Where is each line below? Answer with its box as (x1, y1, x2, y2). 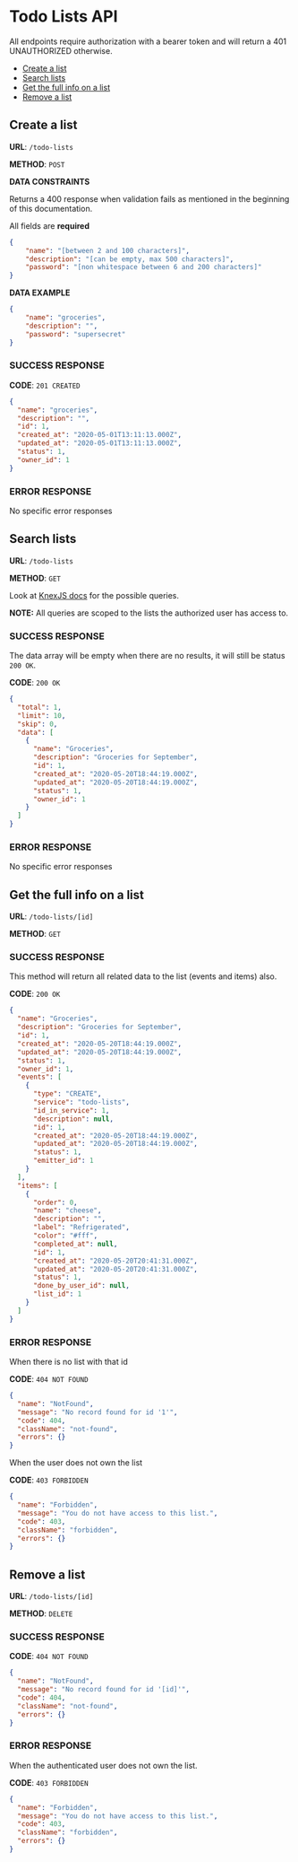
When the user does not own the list (9, 1457, 143, 1468)
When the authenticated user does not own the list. (9, 1760, 199, 1770)
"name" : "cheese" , (32, 1206, 102, 1215)
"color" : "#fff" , (32, 1231, 98, 1240)
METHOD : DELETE (9, 1608, 73, 1619)
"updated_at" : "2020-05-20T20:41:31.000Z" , (32, 1264, 199, 1273)
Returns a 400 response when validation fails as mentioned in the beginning (9, 193, 290, 204)
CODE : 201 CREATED (9, 380, 81, 390)
